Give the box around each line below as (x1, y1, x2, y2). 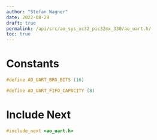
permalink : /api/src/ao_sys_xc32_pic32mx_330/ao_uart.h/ (6, 25, 152, 32)
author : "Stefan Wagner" (6, 8, 68, 15)
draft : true (6, 20, 36, 26)
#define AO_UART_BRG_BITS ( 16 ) (6, 77, 84, 83)
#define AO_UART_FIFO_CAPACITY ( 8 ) (6, 88, 95, 94)
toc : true (6, 31, 31, 37)
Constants (6, 57, 59, 71)
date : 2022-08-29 (6, 14, 50, 20)
